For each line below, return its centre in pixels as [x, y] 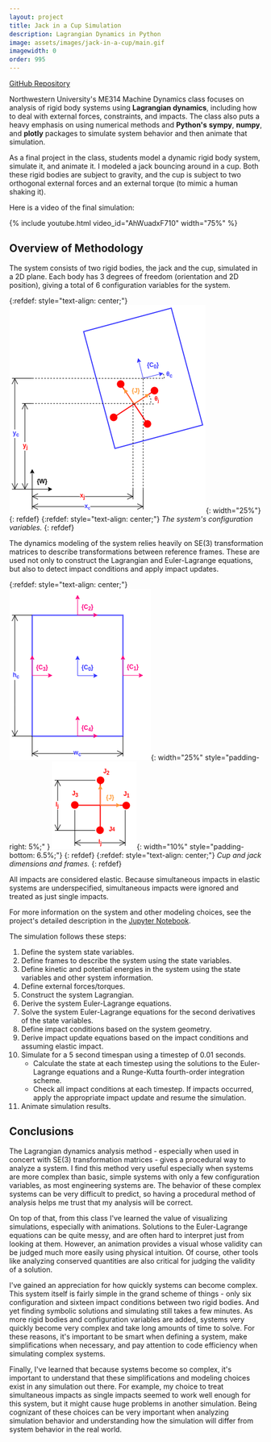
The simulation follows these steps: [68, 936]
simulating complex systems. [57, 1353]
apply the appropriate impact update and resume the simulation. [140, 1098]
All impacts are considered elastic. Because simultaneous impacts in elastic [135, 879]
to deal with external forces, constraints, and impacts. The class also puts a [135, 116]
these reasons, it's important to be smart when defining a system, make [128, 1336]
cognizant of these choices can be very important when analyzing [119, 1412]
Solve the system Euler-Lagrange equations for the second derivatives [138, 1011]
